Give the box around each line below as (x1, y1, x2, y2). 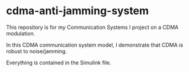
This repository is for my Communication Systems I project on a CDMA (6, 24, 179, 31)
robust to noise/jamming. (6, 47, 67, 54)
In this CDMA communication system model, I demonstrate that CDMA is (6, 41, 184, 48)
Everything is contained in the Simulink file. (6, 59, 111, 66)
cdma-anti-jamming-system (6, 4, 149, 18)
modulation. (6, 30, 36, 37)
